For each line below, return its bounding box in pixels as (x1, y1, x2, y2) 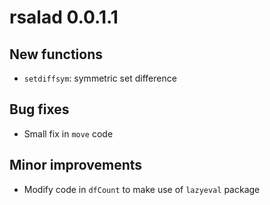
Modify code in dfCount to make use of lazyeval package (23, 183, 261, 195)
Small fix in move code (23, 127, 114, 140)
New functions (9, 46, 104, 63)
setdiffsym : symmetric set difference (23, 72, 177, 84)
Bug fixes (9, 101, 70, 118)
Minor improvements (9, 157, 143, 174)
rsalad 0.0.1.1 (9, 6, 119, 29)
